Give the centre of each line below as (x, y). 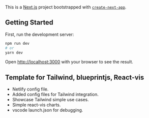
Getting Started (29, 22)
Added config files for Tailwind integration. (55, 94)
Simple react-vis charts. (36, 105)
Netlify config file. (30, 89)
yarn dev (14, 53)
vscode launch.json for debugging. (48, 110)
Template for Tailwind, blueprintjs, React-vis (74, 77)
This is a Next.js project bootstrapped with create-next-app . (66, 7)
